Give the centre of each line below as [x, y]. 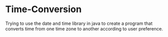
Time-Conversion [43, 9]
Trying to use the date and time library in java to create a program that [79, 23]
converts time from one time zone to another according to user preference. [84, 28]
